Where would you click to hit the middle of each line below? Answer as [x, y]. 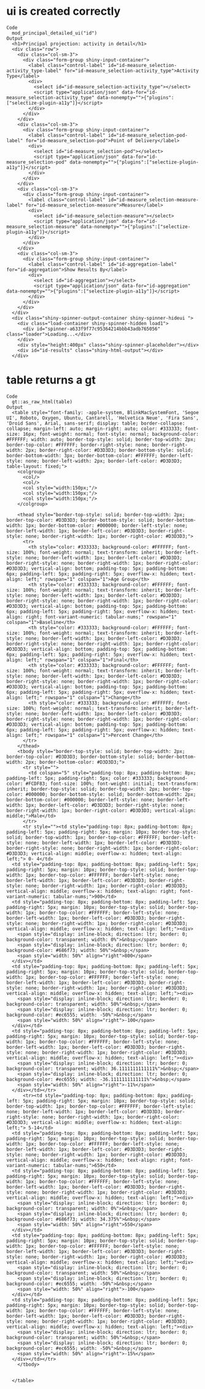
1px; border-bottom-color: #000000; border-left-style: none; [107, 525]
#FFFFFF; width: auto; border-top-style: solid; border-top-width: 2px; [101, 439]
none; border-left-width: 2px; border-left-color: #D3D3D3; [104, 461]
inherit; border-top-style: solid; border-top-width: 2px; [83, 789]
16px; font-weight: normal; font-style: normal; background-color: [111, 434]
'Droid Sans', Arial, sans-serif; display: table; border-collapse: [96, 423]
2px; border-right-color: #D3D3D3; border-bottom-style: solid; [109, 450]
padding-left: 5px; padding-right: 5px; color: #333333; [81, 778]
